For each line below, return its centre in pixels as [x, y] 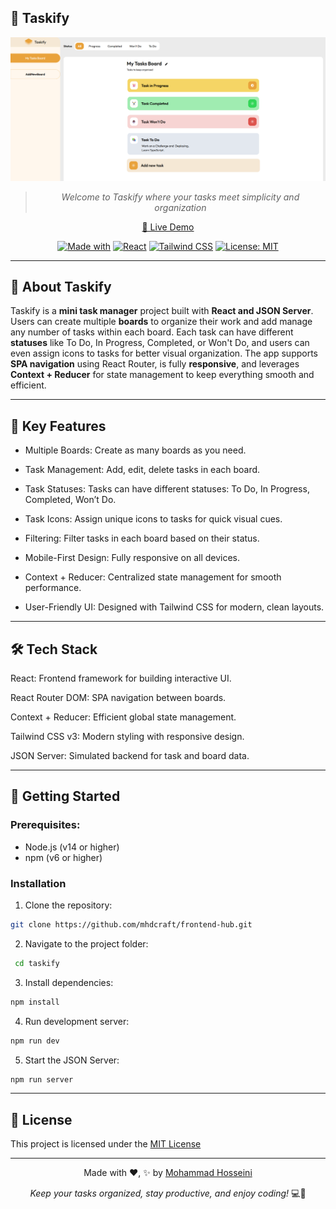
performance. [53, 588]
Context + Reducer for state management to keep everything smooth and [162, 375]
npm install [35, 1002]
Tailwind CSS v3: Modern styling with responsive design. [127, 737]
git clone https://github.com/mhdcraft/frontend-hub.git [131, 925]
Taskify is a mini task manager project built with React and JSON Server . [162, 311]
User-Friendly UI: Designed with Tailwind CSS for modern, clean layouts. [174, 607]
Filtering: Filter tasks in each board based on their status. [142, 538]
